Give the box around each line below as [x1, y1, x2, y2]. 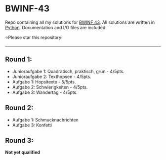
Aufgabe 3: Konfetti [12, 122, 52, 128]
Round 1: [5, 55, 32, 64]
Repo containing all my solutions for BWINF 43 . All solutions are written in [5, 19, 155, 25]
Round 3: [5, 136, 34, 145]
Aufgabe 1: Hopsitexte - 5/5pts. [12, 79, 76, 84]
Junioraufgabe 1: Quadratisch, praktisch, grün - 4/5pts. [12, 68, 124, 74]
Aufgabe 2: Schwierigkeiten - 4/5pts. [12, 84, 88, 90]
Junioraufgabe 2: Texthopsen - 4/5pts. [12, 74, 91, 80]
